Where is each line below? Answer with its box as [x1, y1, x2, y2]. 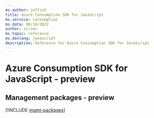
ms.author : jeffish [5, 7, 47, 13]
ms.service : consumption [5, 17, 58, 22]
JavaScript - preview [5, 73, 96, 84]
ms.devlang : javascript [5, 36, 56, 41]
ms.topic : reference [5, 31, 49, 36]
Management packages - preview [5, 94, 115, 102]
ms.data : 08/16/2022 [5, 21, 49, 27]
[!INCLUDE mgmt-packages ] [5, 107, 65, 113]
